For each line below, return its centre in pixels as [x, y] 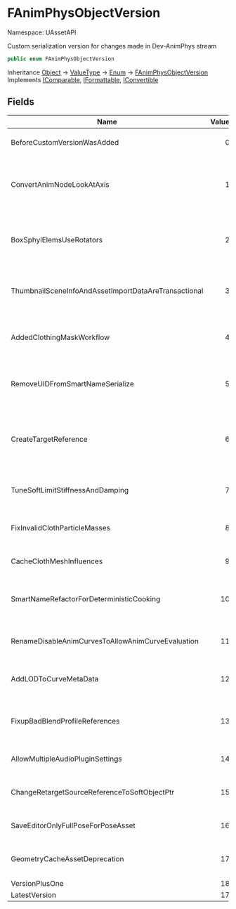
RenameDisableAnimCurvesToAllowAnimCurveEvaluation [105, 641]
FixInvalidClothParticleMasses [60, 528]
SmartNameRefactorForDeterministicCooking [86, 599]
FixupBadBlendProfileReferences [65, 721]
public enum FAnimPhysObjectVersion [61, 59]
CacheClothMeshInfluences [57, 561]
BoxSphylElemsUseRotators [57, 240]
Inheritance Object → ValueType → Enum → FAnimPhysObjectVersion [108, 72]
